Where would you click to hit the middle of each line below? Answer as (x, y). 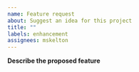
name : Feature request (41, 14)
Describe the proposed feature (54, 61)
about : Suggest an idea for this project (70, 21)
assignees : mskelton (38, 41)
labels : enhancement (38, 34)
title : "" (22, 27)
